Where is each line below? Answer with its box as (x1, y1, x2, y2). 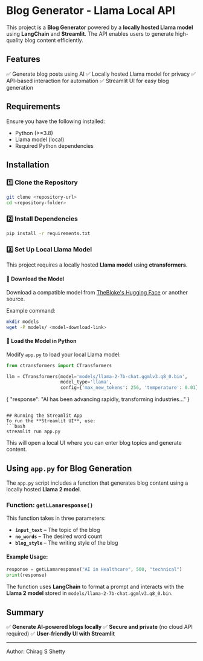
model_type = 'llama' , (60, 379, 112, 385)
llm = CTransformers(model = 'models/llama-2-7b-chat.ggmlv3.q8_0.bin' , (6, 373, 188, 379)
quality (6, 36, 24, 44)
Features (6, 54, 40, 64)
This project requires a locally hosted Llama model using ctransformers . (6, 261, 188, 268)
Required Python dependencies (14, 142, 94, 149)
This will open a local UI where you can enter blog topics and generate (6, 439, 182, 447)
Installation (6, 159, 50, 170)
